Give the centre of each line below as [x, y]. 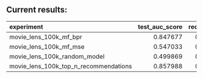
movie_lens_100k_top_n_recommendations [71, 66]
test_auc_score [160, 26]
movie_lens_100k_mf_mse [47, 46]
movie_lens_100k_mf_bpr [46, 37]
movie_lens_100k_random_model [57, 56]
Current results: [37, 10]
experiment [26, 26]
